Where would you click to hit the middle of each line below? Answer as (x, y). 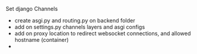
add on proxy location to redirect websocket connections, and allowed (102, 33)
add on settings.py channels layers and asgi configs (80, 27)
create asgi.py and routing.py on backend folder (75, 20)
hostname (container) (42, 40)
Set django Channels (32, 9)
